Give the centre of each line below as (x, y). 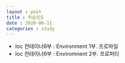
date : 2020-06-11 (29, 23)
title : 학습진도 (26, 17)
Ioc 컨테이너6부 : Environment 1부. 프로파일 (66, 46)
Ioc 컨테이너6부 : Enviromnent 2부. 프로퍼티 (67, 54)
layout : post (24, 12)
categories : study (31, 28)
